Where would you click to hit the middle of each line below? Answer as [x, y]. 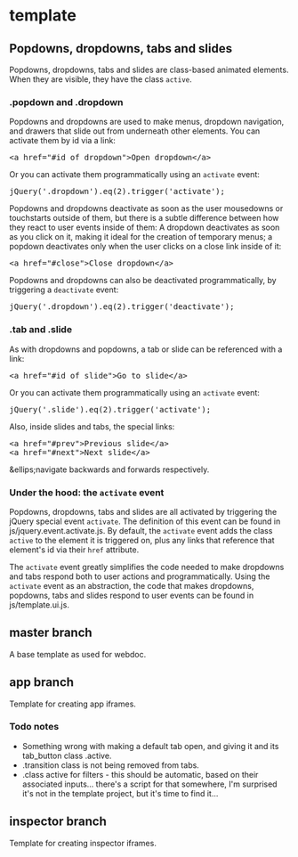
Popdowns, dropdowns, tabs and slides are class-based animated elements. [149, 69]
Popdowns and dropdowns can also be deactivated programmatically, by [143, 281]
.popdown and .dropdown [66, 102]
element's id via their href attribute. [74, 550]
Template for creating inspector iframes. [83, 843]
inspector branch [58, 822]
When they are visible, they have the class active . [101, 79]
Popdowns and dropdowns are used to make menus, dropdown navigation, [147, 122]
